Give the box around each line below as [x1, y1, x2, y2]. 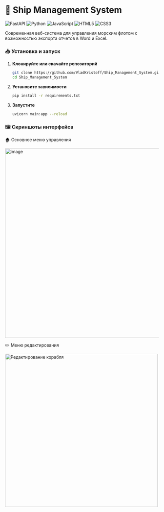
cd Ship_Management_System [12, 75, 67, 80]
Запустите [12, 102, 35, 108]
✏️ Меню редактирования [5, 342, 59, 348]
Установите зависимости [12, 83, 67, 90]
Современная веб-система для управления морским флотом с [5, 30, 138, 36]
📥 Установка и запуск [5, 48, 61, 54]
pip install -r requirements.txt [12, 93, 81, 98]
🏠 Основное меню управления [5, 137, 71, 143]
